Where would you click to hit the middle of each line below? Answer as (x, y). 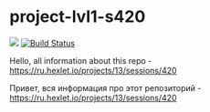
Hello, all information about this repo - (81, 60)
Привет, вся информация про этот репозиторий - (105, 87)
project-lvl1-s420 (78, 17)
